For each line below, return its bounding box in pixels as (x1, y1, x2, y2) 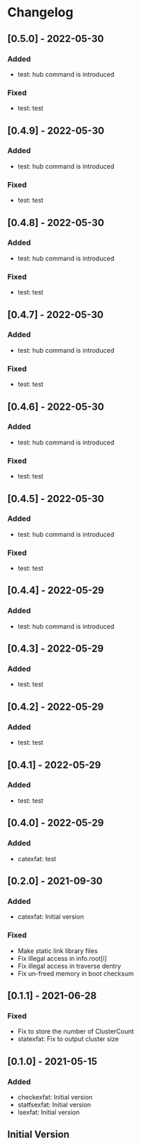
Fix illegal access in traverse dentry (17, 962, 122, 970)
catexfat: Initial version (17, 912, 84, 921)
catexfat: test (17, 854, 57, 863)
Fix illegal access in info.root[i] (17, 954, 108, 962)
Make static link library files (17, 947, 98, 955)
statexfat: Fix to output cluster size (17, 1035, 119, 1043)
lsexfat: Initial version (17, 1107, 80, 1117)
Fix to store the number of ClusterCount (17, 1027, 135, 1035)
